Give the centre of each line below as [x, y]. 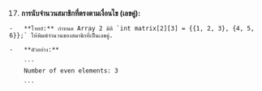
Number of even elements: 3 [71, 71]
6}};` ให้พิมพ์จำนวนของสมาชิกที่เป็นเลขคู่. [61, 35]
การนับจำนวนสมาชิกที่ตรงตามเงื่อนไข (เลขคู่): [81, 13]
